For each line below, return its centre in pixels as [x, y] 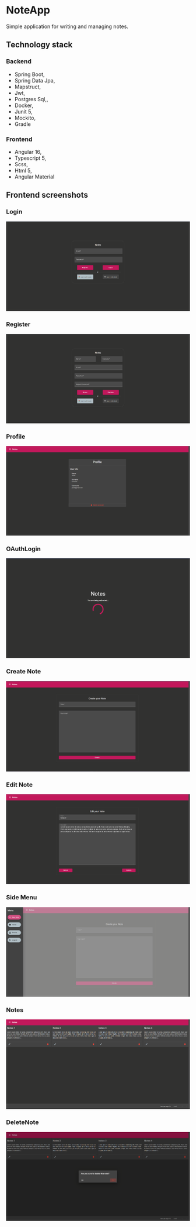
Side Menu [22, 898]
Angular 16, [28, 152]
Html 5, [23, 170]
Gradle [22, 124]
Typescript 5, [30, 158]
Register [18, 324]
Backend [19, 61]
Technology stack [39, 45]
